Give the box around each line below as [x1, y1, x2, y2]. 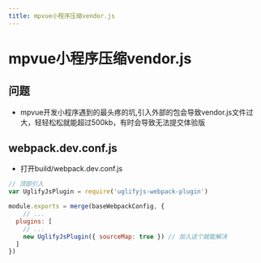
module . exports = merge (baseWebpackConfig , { [8, 202, 165, 211]
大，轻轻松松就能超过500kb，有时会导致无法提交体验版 [19, 117, 206, 127]
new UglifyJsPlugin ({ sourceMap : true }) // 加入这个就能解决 [23, 232, 228, 240]
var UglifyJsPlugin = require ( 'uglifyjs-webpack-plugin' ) [8, 188, 208, 196]
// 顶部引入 [8, 180, 45, 188]
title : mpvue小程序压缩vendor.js [8, 11, 115, 20]
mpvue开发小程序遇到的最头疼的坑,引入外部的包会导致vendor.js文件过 [19, 107, 254, 117]
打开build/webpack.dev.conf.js [19, 164, 123, 174]
